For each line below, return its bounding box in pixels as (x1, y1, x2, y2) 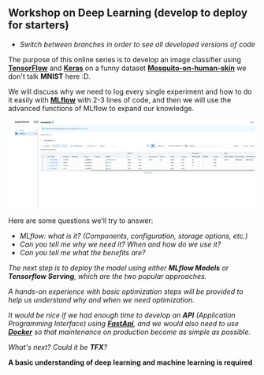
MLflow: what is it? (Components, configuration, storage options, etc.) (19, 232, 248, 241)
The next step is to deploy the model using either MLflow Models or (8, 263, 229, 273)
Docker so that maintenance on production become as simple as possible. (8, 327, 251, 337)
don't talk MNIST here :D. (8, 71, 91, 81)
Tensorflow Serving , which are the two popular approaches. (8, 272, 207, 281)
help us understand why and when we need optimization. (8, 295, 195, 305)
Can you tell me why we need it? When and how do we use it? (19, 239, 221, 249)
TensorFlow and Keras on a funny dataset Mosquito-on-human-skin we (8, 63, 247, 72)
